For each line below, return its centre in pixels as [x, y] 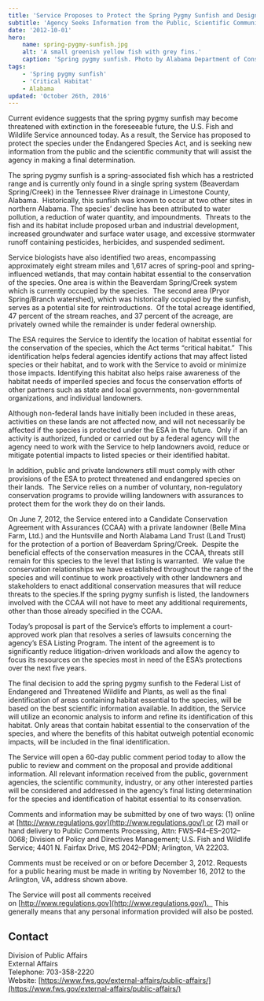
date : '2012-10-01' [40, 30]
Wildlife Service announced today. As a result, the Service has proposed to [130, 135]
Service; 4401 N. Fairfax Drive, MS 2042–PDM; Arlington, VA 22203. [119, 848]
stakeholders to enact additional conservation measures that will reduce [125, 586]
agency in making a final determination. [72, 160]
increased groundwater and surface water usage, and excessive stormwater [132, 234]
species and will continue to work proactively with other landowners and [125, 578]
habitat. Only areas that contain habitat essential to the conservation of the [129, 726]
